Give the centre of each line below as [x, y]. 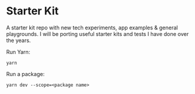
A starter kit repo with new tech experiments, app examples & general [92, 28]
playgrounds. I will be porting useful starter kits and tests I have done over [97, 34]
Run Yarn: [18, 51]
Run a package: [25, 74]
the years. [19, 40]
